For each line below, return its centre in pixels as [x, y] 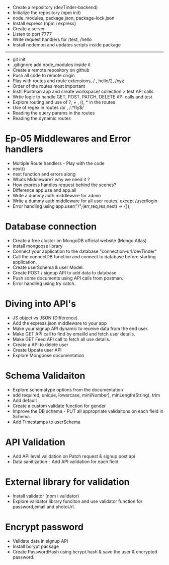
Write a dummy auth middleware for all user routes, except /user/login [85, 201]
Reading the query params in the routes [54, 113]
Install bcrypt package [36, 546]
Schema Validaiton [45, 376]
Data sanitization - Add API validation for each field [65, 462]
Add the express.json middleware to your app [60, 323]
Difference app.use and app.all [44, 190]
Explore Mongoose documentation [48, 355]
